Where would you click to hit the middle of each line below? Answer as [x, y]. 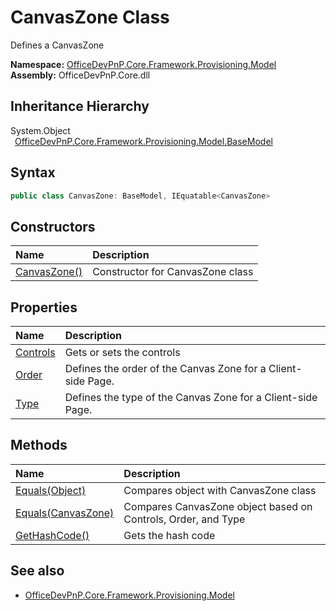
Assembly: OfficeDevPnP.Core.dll [80, 75]
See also [37, 571]
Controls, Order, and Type [184, 519]
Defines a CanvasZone [57, 45]
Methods [39, 445]
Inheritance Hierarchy [80, 106]
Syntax [33, 172]
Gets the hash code [169, 535]
